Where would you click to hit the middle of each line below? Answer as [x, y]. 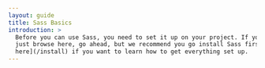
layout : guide [32, 15]
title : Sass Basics [40, 23]
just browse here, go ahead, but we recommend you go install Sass [129, 45]
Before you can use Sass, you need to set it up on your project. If [132, 37]
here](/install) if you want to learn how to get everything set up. [132, 52]
